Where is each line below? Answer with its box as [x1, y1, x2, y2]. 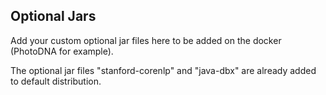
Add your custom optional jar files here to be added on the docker [10, 34, 282, 46]
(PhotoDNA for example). [10, 45, 114, 57]
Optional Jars [10, 8, 97, 25]
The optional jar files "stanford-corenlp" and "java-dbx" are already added [10, 64, 317, 76]
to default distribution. [10, 75, 102, 87]
